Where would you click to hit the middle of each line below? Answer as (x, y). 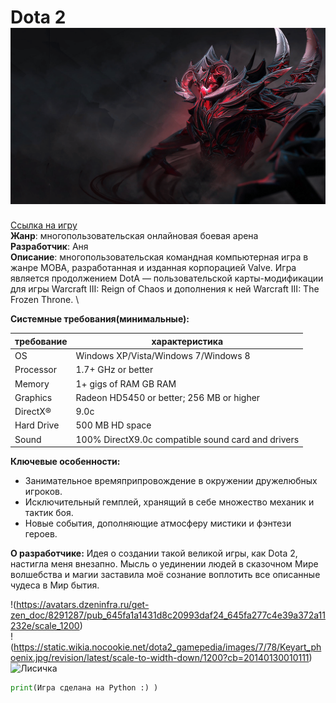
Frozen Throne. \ (45, 300)
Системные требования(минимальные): (100, 319)
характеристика (187, 341)
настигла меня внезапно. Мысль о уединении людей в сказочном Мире (164, 564)
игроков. (43, 492)
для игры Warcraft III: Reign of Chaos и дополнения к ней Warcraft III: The (165, 289)
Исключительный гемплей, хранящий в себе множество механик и (169, 502)
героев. (41, 534)
